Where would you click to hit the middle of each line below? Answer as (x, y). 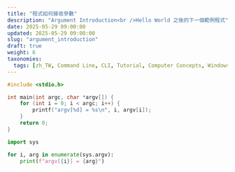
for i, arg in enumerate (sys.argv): (60, 155)
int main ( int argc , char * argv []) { (60, 97)
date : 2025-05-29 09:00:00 (47, 26)
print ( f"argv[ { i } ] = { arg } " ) (62, 161)
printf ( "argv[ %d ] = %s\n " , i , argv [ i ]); (92, 110)
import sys (23, 142)
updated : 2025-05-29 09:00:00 (51, 33)
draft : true (24, 46)
